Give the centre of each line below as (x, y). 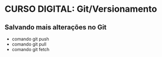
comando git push (30, 39)
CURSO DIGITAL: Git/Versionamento (81, 9)
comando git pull (29, 44)
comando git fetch (31, 49)
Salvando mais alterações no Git (56, 27)
